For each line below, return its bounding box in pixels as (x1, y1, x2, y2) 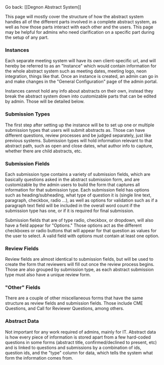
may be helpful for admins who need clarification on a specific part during (5, 29, 155, 35)
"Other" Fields (5, 284, 41, 291)
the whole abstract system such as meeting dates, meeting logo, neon (5, 68, 147, 74)
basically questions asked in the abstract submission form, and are (5, 176, 140, 182)
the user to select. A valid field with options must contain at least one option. (5, 233, 160, 239)
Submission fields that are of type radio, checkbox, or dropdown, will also (5, 217, 154, 223)
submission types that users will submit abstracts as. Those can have (5, 127, 145, 133)
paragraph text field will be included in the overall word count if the (5, 202, 141, 208)
